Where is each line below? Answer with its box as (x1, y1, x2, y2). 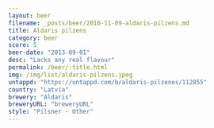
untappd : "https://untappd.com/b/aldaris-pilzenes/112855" (8, 78, 208, 86)
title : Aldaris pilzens (8, 26, 87, 34)
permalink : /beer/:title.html (8, 64, 109, 72)
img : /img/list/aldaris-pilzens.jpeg (8, 71, 133, 79)
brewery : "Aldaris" (8, 93, 73, 101)
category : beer (8, 33, 59, 42)
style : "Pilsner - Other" (8, 108, 94, 116)
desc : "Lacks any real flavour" (8, 56, 115, 64)
